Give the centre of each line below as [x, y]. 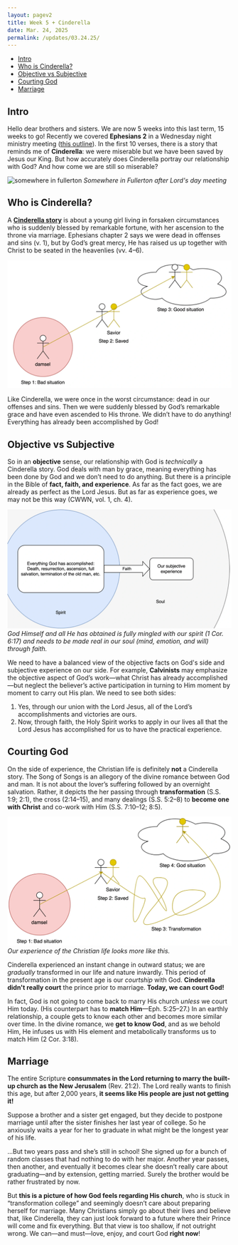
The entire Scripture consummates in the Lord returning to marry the [110, 1079]
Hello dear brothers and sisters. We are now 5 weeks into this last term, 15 [116, 129]
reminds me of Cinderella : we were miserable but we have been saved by [115, 152]
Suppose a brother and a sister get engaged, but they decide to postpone [115, 1115]
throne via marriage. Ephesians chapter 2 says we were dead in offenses [114, 235]
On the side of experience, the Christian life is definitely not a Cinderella [113, 769]
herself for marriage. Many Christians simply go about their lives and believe [119, 1211]
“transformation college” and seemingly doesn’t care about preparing [109, 1203]
